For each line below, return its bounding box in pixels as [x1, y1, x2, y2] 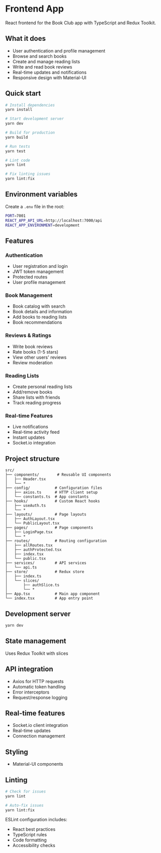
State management [5, 637, 66, 646]
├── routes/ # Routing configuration [5, 538, 107, 544]
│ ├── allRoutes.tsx [5, 543, 53, 548]
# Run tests [5, 144, 30, 149]
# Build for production [5, 130, 55, 135]
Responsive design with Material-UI [12, 74, 87, 81]
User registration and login [12, 263, 68, 269]
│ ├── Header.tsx [5, 477, 46, 482]
